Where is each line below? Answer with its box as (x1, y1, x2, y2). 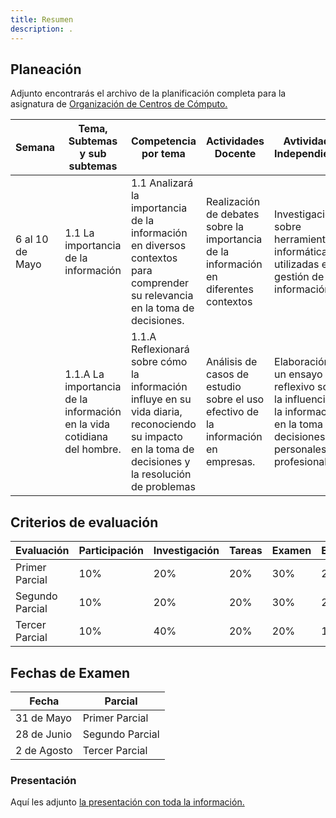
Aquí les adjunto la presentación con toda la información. (10, 796, 245, 808)
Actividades (205, 134, 265, 148)
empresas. (205, 455, 256, 469)
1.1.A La (64, 367, 105, 381)
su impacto (130, 430, 183, 444)
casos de (205, 367, 250, 381)
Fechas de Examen (10, 664, 131, 681)
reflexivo (274, 380, 315, 394)
